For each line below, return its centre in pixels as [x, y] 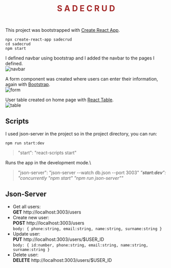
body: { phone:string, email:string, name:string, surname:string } [87, 229]
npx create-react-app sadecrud [39, 40]
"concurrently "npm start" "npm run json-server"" [71, 178]
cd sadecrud [18, 44]
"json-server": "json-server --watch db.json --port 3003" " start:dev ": [92, 173]
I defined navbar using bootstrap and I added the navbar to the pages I [80, 58]
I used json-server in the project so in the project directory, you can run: [81, 133]
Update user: [26, 234]
